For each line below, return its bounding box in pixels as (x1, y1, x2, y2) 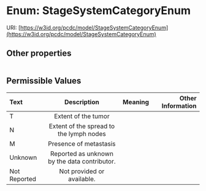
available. (68, 174, 96, 183)
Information (161, 102, 197, 110)
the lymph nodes (57, 129, 106, 138)
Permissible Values (6, 76, 82, 86)
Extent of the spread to (48, 122, 115, 130)
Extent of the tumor (54, 111, 110, 120)
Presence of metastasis (48, 139, 116, 148)
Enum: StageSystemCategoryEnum (6, 4, 191, 18)
